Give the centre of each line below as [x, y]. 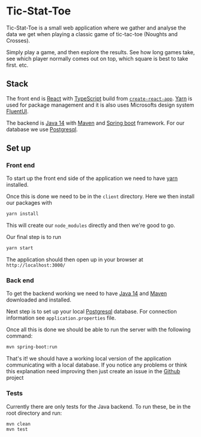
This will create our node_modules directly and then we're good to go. [91, 225]
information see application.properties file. [61, 318]
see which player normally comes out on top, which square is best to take [97, 58]
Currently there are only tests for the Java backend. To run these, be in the [98, 406]
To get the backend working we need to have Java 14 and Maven [87, 294]
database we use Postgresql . [42, 129]
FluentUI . [17, 111]
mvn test [17, 429]
